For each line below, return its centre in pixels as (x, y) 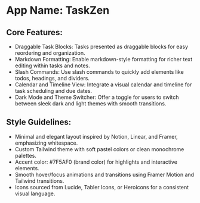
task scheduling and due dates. (53, 91)
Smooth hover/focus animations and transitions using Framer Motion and (104, 174)
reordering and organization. (50, 53)
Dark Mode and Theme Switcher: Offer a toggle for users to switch (97, 97)
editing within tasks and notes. (53, 65)
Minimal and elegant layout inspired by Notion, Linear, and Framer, (96, 136)
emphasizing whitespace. (46, 143)
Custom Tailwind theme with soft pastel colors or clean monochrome (99, 149)
